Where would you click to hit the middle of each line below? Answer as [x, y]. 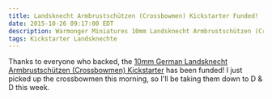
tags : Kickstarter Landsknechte [63, 39]
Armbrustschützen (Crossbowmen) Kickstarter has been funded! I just [125, 71]
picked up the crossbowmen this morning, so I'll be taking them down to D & [136, 79]
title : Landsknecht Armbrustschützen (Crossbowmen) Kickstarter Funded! [134, 16]
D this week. [29, 88]
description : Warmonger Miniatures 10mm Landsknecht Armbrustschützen [130, 31]
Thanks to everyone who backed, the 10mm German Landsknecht [118, 62]
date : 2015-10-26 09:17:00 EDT [61, 24]
